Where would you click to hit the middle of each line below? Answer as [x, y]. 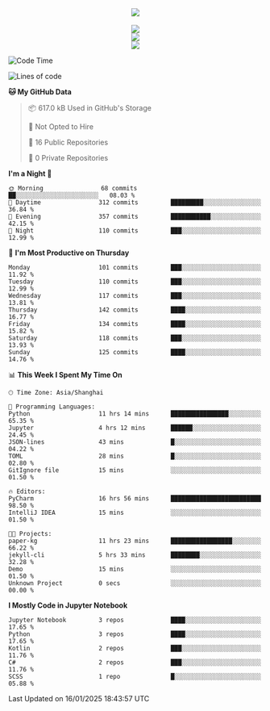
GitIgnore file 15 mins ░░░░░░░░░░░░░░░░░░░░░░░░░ [135, 471]
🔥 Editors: [27, 491]
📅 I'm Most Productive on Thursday [69, 253]
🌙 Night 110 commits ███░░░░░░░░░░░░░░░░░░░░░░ [135, 231]
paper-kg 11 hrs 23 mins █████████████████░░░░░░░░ [135, 541]
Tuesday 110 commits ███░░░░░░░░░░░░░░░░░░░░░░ [135, 282]
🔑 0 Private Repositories [68, 158]
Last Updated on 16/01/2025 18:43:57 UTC [79, 698]
